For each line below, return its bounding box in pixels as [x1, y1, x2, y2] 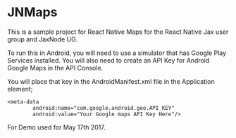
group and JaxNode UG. [7, 34, 78, 43]
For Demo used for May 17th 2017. [7, 123, 106, 131]
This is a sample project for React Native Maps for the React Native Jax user [7, 27, 229, 36]
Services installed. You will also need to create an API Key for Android [7, 56, 210, 64]
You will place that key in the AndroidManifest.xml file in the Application [7, 77, 215, 85]
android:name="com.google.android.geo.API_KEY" [32, 104, 175, 111]
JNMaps [7, 4, 58, 20]
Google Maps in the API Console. [7, 63, 104, 72]
